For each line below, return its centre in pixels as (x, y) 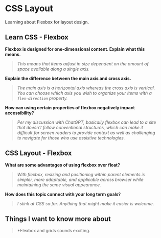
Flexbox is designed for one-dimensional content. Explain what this (75, 49)
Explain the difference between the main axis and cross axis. (68, 78)
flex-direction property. (42, 98)
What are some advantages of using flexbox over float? (63, 165)
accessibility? (20, 113)
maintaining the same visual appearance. (59, 185)
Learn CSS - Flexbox (37, 37)
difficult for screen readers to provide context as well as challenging (86, 133)
